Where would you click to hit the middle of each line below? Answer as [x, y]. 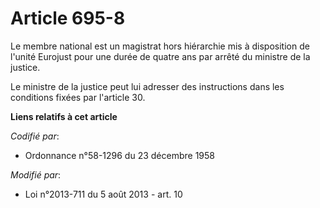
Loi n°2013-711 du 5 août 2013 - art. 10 [103, 194]
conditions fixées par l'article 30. [78, 97]
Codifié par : [35, 136]
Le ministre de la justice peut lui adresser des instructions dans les [147, 86]
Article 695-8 [68, 18]
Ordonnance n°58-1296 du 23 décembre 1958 [119, 155]
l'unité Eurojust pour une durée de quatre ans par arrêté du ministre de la [160, 56]
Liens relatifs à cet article [64, 116]
